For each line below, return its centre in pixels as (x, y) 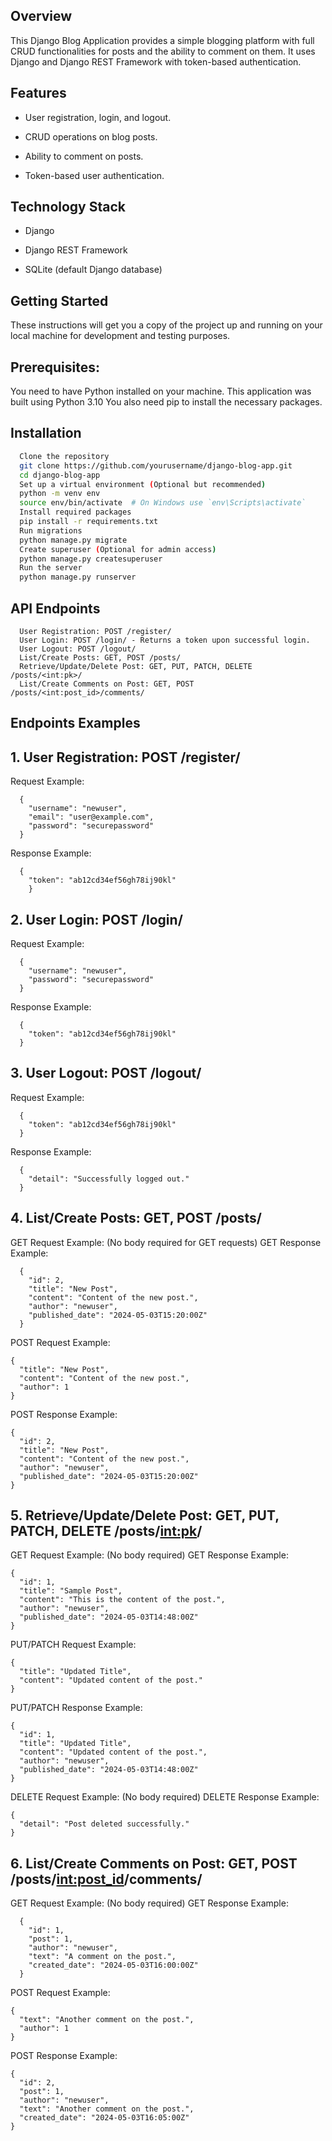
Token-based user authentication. (94, 175)
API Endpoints (55, 608)
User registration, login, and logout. (98, 117)
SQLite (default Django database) (93, 270)
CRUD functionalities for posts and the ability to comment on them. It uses (163, 51)
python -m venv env (60, 494)
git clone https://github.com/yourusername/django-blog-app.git (156, 465)
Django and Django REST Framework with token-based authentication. (156, 61)
